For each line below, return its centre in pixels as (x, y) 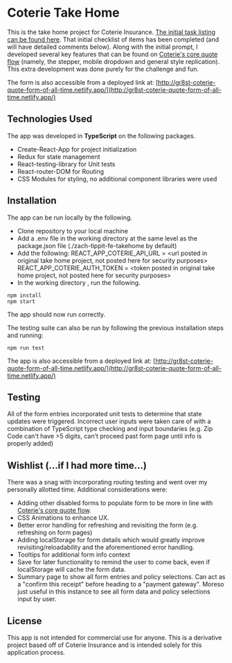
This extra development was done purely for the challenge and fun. (103, 69)
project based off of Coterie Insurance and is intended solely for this (105, 645)
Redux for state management (59, 156)
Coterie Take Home (63, 13)
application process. (36, 652)
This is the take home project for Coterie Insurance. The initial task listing (111, 32)
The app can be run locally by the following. (70, 218)
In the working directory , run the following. (79, 282)
